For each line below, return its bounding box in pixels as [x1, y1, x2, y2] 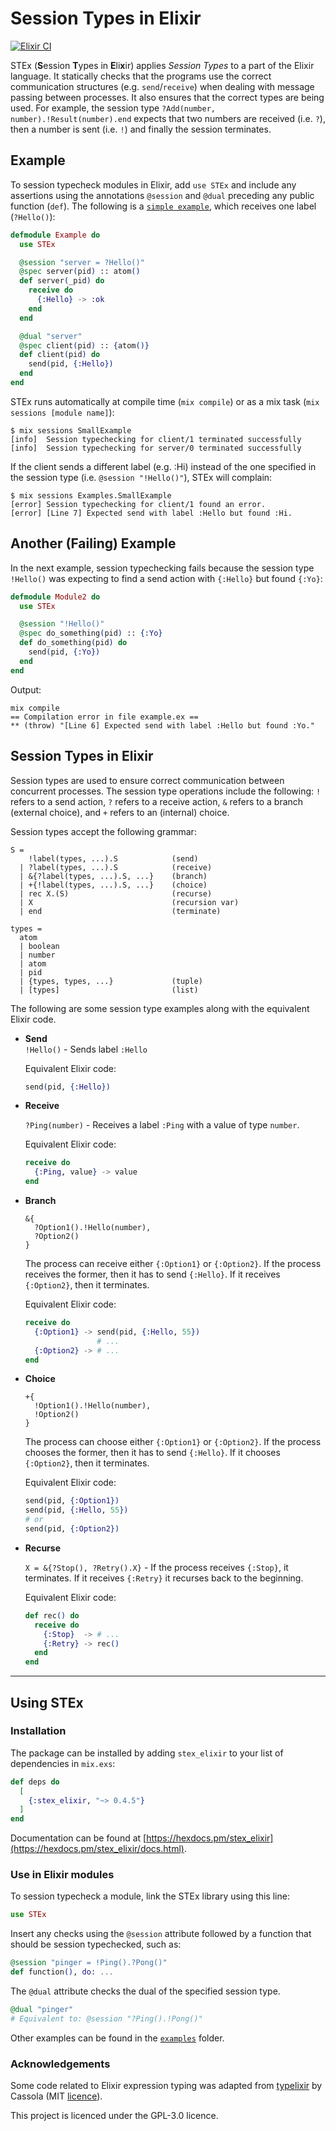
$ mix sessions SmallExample [10, 425, 132, 436]
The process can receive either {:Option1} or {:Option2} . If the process [24, 1258, 322, 1269]
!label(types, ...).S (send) [28, 853, 199, 864]
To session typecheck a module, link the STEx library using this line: [10, 1890, 290, 1902]
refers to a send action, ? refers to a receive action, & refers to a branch [10, 795, 304, 807]
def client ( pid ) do [19, 350, 101, 360]
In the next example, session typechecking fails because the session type [10, 562, 315, 574]
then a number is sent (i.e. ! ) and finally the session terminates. [10, 123, 272, 135]
